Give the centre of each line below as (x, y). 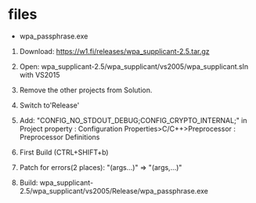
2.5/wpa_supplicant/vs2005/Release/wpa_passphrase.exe (114, 190)
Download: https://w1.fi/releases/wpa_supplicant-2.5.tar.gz (114, 51)
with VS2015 (40, 74)
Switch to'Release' (49, 105)
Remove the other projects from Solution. (86, 90)
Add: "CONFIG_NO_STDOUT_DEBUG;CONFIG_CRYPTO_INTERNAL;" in (133, 120)
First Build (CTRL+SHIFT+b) (64, 152)
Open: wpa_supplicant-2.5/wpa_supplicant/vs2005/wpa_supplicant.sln (134, 66)
